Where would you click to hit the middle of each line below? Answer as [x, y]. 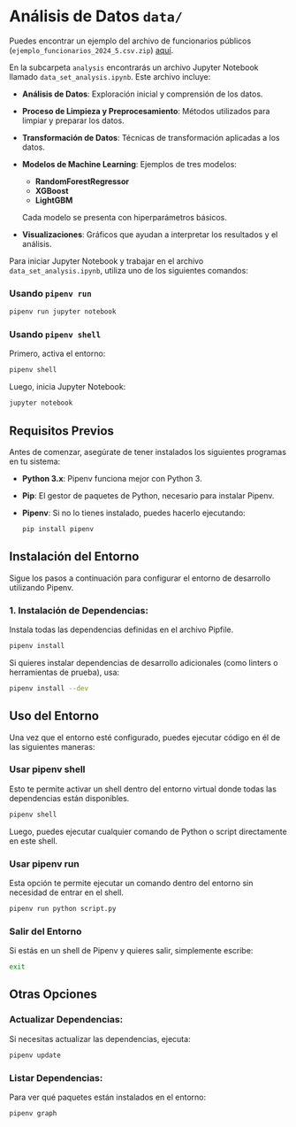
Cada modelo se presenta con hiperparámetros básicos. [125, 217]
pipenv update [35, 1055]
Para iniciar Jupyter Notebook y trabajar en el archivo [106, 261]
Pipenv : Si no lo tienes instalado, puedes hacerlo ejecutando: [133, 513]
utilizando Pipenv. [42, 587]
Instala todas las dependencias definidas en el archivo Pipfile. [121, 629]
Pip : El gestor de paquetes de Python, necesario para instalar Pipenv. [148, 495]
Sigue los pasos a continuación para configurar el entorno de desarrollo [140, 578]
